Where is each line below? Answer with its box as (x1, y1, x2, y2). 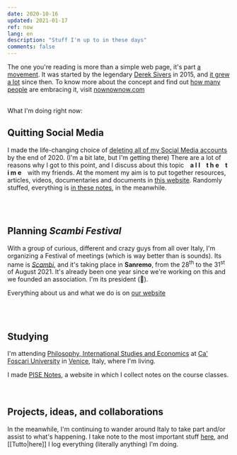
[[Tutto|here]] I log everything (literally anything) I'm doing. (7, 439, 179, 448)
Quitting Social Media (7, 127, 104, 139)
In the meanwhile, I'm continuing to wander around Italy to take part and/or (7, 425, 226, 433)
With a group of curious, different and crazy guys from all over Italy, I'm (7, 243, 216, 252)
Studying (7, 330, 49, 342)
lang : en (7, 30, 33, 38)
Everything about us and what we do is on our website (7, 289, 166, 297)
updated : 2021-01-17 (7, 17, 69, 24)
